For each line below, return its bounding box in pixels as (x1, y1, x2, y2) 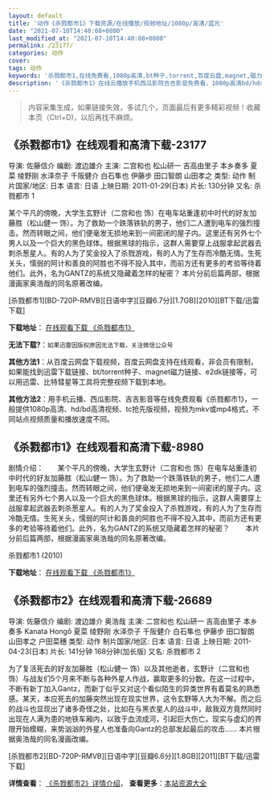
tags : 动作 (8, 64, 43, 72)
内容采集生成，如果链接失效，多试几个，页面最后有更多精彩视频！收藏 (27, 102, 261, 112)
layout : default (8, 11, 63, 20)
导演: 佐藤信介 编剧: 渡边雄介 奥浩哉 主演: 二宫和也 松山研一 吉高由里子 (8, 616, 242, 626)
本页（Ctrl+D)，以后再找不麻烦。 (27, 112, 137, 122)
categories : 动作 (8, 49, 64, 57)
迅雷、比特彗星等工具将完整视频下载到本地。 (22, 377, 170, 387)
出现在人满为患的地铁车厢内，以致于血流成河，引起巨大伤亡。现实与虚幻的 (8, 714, 255, 723)
